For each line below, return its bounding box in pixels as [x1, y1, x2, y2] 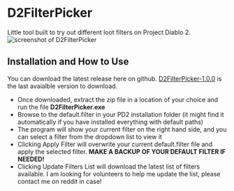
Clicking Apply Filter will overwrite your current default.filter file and [17, 140, 213, 148]
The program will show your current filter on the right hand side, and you [17, 125, 227, 134]
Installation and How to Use [7, 56, 129, 68]
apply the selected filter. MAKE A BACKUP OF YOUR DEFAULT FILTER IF [17, 147, 226, 155]
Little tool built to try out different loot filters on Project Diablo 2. [7, 28, 191, 36]
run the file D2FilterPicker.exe [17, 103, 105, 111]
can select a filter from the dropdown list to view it [17, 132, 163, 141]
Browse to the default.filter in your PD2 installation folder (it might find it [17, 110, 225, 118]
